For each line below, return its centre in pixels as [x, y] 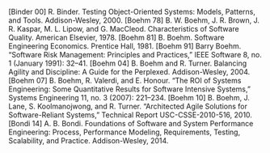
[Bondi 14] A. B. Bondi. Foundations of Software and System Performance [131, 123]
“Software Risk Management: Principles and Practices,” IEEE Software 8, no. [135, 55]
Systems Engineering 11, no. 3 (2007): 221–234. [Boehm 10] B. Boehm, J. [129, 98]
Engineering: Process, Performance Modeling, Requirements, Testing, [124, 132]
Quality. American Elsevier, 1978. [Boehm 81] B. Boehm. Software [116, 37]
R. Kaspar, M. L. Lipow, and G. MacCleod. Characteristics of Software [124, 29]
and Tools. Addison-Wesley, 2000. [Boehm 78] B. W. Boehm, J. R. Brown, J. [134, 20]
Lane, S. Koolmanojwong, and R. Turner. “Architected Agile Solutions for [128, 106]
